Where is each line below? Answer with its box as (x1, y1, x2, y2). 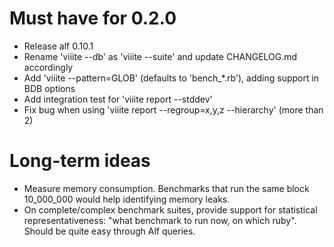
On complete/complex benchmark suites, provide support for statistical (23, 203, 318, 216)
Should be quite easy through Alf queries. (23, 225, 196, 237)
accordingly (23, 61, 74, 73)
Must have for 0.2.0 (9, 7, 177, 30)
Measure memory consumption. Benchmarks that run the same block (23, 182, 310, 194)
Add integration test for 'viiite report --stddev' (23, 93, 213, 105)
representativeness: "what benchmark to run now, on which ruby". (23, 214, 297, 226)
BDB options (23, 82, 76, 94)
